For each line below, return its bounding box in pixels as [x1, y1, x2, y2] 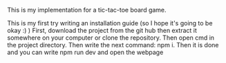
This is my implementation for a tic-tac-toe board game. [7, 6, 167, 14]
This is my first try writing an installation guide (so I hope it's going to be [7, 19, 213, 27]
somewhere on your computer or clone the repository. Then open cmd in [7, 34, 215, 42]
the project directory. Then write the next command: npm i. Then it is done [7, 41, 219, 49]
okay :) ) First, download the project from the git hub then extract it [7, 27, 197, 34]
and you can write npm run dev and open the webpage [7, 48, 164, 56]
